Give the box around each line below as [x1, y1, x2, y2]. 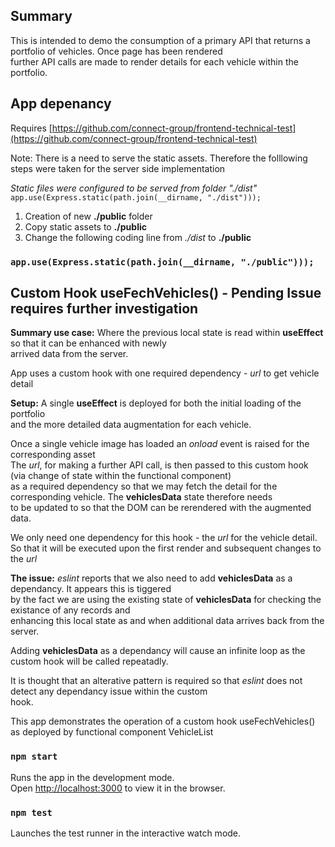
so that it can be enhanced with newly [10, 337, 167, 349]
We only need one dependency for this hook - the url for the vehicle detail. [10, 532, 318, 544]
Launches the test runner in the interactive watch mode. [10, 827, 242, 839]
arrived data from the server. [10, 348, 129, 360]
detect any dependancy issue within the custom [10, 685, 208, 698]
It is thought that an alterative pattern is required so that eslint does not [10, 675, 303, 687]
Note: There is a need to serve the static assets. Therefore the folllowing [10, 152, 308, 164]
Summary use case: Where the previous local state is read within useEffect [10, 327, 324, 339]
